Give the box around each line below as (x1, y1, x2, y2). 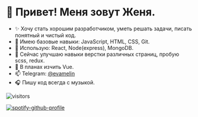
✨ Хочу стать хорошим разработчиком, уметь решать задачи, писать (14, 25, 193, 32)
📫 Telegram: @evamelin (14, 69, 75, 77)
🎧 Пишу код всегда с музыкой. (14, 78, 95, 86)
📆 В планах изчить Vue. (14, 63, 74, 70)
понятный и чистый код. (14, 31, 76, 39)
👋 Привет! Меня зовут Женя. (6, 5, 155, 19)
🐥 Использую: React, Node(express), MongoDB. (14, 44, 134, 51)
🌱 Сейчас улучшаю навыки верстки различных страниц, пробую (14, 50, 180, 58)
